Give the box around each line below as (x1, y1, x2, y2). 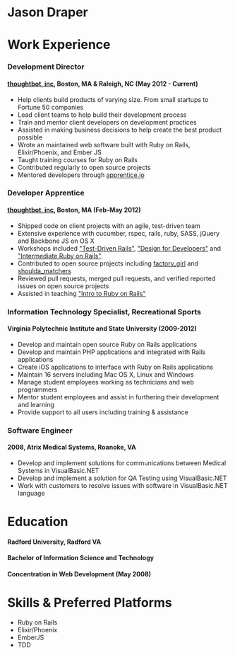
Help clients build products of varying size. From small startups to (17, 95, 209, 103)
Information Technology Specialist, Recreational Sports (7, 307, 201, 317)
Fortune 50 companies (17, 103, 84, 111)
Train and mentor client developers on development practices (17, 118, 197, 126)
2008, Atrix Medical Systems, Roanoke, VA (7, 443, 136, 452)
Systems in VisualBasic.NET (17, 466, 100, 474)
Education (7, 514, 68, 530)
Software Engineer (7, 426, 73, 435)
